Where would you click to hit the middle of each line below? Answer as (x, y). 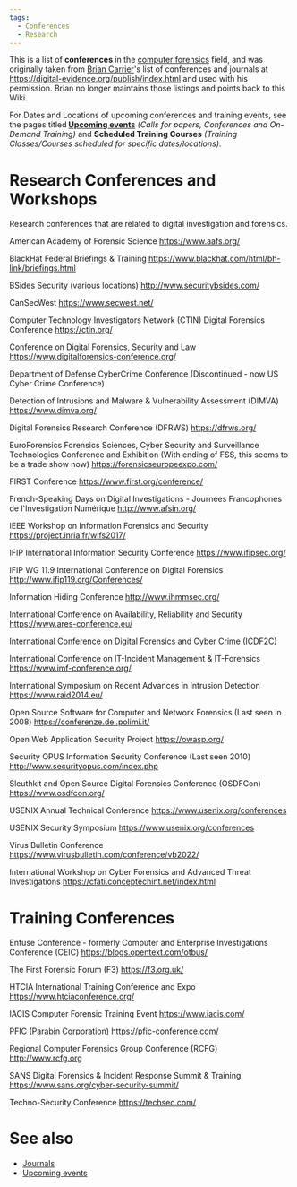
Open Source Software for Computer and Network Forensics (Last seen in (145, 713)
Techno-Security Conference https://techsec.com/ (103, 1103)
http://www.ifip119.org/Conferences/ (76, 580)
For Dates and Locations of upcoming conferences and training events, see (148, 115)
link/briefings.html (42, 268)
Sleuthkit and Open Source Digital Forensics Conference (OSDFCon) (135, 784)
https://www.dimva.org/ (53, 411)
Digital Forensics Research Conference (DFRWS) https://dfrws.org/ (133, 428)
